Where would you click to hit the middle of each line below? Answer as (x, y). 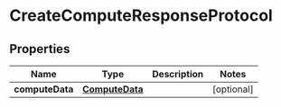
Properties (40, 49)
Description (178, 74)
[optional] (233, 89)
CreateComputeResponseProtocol (141, 16)
